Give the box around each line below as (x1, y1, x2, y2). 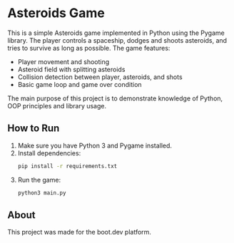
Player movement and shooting (17, 57, 110, 66)
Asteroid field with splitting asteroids (17, 65, 126, 73)
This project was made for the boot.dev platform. (7, 228, 152, 237)
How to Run (7, 123, 60, 135)
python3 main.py (17, 189, 66, 197)
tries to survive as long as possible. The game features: (7, 43, 171, 52)
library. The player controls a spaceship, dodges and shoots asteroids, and (7, 36, 227, 44)
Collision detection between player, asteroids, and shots (17, 73, 183, 81)
